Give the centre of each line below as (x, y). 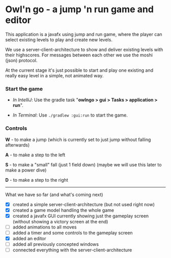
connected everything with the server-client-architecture (72, 250)
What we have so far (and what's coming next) (54, 194)
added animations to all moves (45, 227)
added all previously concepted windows (56, 244)
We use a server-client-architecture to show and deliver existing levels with (84, 49)
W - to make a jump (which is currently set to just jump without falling (78, 139)
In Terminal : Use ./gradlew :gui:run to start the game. (70, 115)
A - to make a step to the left (35, 155)
